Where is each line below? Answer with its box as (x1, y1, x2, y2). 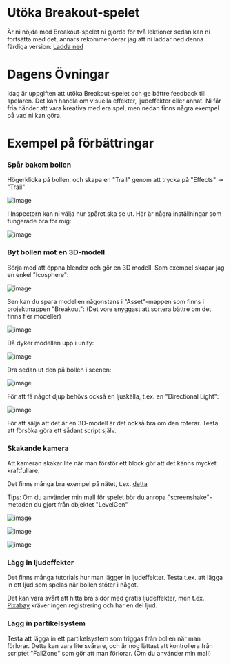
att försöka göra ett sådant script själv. (7, 426, 117, 434)
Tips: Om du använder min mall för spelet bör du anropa (7, 493, 167, 501)
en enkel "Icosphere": (7, 270, 69, 279)
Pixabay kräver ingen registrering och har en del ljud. (7, 601, 158, 610)
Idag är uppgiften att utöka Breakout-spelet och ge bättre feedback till (7, 89, 206, 97)
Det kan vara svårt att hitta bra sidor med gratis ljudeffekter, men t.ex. (7, 594, 205, 603)
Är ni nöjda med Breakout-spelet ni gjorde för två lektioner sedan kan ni (7, 28, 210, 36)
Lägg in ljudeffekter (7, 557, 74, 567)
